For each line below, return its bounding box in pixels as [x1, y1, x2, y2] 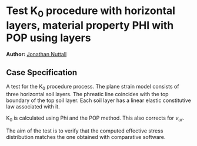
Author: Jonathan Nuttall [6, 50, 67, 57]
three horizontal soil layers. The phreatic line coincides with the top [6, 91, 169, 98]
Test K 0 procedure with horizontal [6, 4, 175, 19]
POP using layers [6, 31, 91, 45]
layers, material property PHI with [6, 19, 174, 32]
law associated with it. [6, 103, 60, 110]
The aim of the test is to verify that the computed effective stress [6, 127, 163, 134]
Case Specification [6, 67, 78, 77]
